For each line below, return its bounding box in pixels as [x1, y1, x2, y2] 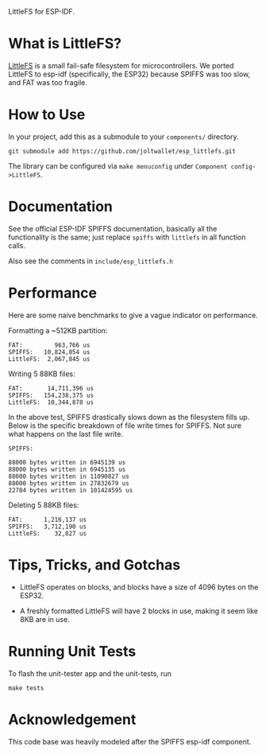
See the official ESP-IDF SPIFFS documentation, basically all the [8, 223, 218, 233]
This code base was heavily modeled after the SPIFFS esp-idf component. [8, 737, 252, 746]
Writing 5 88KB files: [8, 369, 75, 379]
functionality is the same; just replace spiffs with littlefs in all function [8, 232, 246, 242]
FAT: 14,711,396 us [8, 384, 94, 392]
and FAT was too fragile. [8, 77, 87, 87]
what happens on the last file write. [8, 429, 123, 438]
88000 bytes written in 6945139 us [8, 458, 126, 466]
